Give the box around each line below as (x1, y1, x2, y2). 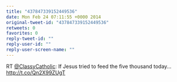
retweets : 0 (6, 25, 35, 31)
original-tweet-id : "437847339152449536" (6, 19, 109, 25)
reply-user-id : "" (6, 42, 51, 47)
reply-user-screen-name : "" (6, 47, 75, 53)
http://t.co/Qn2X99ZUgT (6, 69, 66, 76)
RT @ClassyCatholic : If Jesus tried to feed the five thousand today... (6, 63, 172, 70)
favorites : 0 (6, 30, 38, 36)
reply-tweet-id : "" (6, 36, 54, 42)
